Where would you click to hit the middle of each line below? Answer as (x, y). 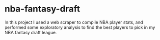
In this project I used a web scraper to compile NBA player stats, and (74, 22)
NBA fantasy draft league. (31, 32)
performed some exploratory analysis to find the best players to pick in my (80, 27)
